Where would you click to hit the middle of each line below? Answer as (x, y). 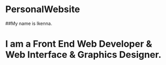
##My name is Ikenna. (29, 23)
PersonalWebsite (43, 9)
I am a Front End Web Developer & (79, 44)
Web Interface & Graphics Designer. (84, 55)
